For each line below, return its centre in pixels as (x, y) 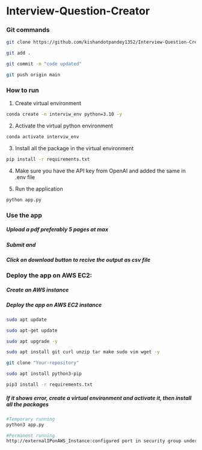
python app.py (24, 199)
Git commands (28, 30)
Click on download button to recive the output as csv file (78, 260)
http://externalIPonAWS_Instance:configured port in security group (94, 441)
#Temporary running (31, 419)
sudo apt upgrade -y (32, 341)
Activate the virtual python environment (64, 126)
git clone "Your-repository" (43, 363)
